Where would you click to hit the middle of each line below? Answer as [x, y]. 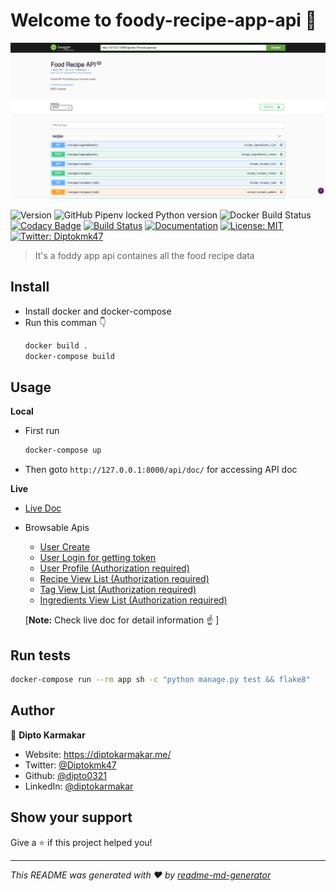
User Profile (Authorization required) [114, 568]
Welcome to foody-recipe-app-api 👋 [163, 20]
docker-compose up [63, 450]
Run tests [40, 655]
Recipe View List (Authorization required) [124, 579]
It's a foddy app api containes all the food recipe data [144, 255]
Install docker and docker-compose [98, 311]
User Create [64, 547]
